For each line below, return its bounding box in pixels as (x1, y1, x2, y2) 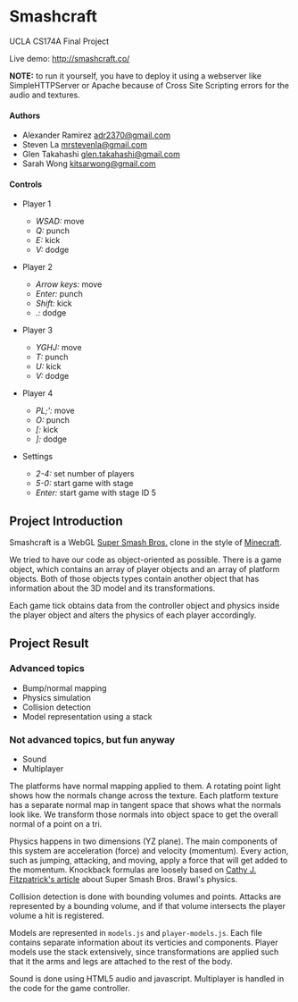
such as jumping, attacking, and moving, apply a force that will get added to (9, 855, 288, 866)
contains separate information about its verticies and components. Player (9, 937, 278, 948)
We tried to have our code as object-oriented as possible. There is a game (9, 554, 283, 565)
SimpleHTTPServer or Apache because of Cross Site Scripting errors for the (9, 80, 290, 90)
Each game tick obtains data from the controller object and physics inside (9, 601, 280, 611)
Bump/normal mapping (21, 682, 107, 694)
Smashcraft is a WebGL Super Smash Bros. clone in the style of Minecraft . (9, 537, 283, 548)
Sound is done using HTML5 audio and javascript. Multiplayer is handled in (9, 973, 285, 984)
